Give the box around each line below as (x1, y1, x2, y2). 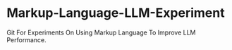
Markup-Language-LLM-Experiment (6, 5, 225, 21)
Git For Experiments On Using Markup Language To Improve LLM (6, 28, 196, 37)
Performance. (6, 35, 47, 44)
